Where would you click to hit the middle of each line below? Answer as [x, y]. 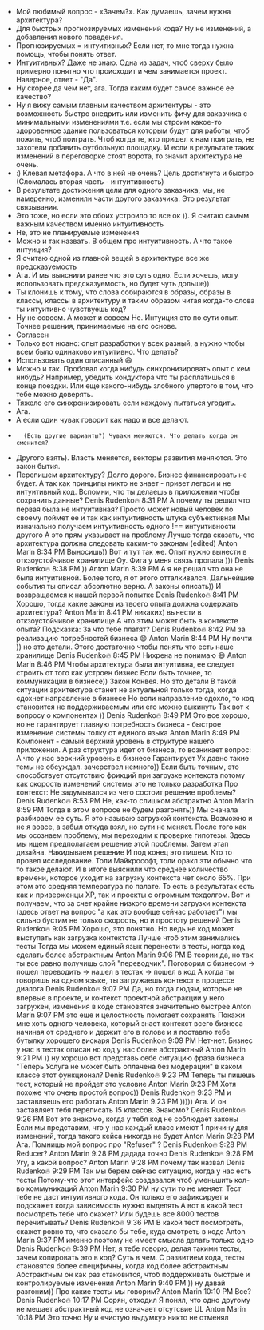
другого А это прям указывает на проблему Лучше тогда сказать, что [135, 535]
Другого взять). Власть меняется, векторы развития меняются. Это [132, 458]
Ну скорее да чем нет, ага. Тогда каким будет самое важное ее [125, 88]
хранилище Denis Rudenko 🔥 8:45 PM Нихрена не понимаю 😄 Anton [131, 655]
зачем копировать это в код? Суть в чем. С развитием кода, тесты [130, 1257]
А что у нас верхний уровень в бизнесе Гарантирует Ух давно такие [132, 758]
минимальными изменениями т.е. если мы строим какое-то [118, 122]
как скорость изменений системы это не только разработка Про [127, 784]
